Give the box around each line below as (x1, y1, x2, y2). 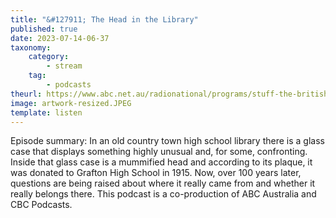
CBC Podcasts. (10, 199, 73, 211)
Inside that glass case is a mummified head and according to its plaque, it (10, 156, 313, 168)
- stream (46, 61, 83, 71)
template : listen (10, 107, 83, 118)
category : (28, 52, 70, 62)
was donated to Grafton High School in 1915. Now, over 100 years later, (10, 167, 302, 179)
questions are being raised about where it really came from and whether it (10, 177, 316, 190)
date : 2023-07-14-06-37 (10, 33, 110, 43)
